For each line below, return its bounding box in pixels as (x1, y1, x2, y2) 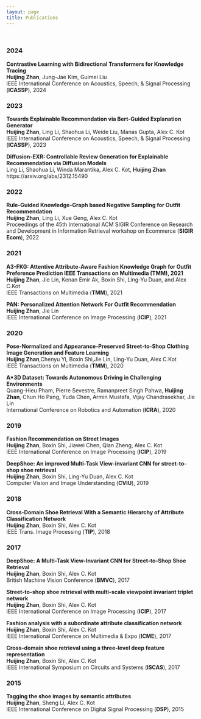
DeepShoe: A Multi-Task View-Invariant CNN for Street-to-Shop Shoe (6, 557, 186, 564)
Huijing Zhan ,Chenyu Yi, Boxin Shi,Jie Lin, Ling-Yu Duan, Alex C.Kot (6, 355, 177, 363)
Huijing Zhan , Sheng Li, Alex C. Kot (6, 699, 96, 707)
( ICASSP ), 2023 (6, 141, 47, 149)
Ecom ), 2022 (6, 234, 40, 241)
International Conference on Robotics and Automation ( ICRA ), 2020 (6, 406, 176, 413)
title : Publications (6, 15, 59, 21)
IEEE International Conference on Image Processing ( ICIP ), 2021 (6, 313, 167, 321)
